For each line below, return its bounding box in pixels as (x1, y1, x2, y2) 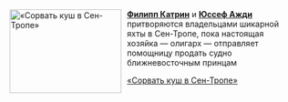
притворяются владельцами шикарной (127, 18, 280, 29)
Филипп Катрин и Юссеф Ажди (127, 9, 253, 19)
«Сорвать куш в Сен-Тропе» (127, 75, 239, 86)
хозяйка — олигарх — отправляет (127, 38, 259, 48)
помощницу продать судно (127, 47, 232, 58)
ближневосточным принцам (127, 57, 237, 67)
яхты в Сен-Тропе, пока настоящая (127, 28, 264, 39)
